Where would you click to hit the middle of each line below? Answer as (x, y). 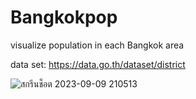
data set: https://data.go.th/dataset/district (98, 64)
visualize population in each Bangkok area (97, 45)
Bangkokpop (64, 17)
